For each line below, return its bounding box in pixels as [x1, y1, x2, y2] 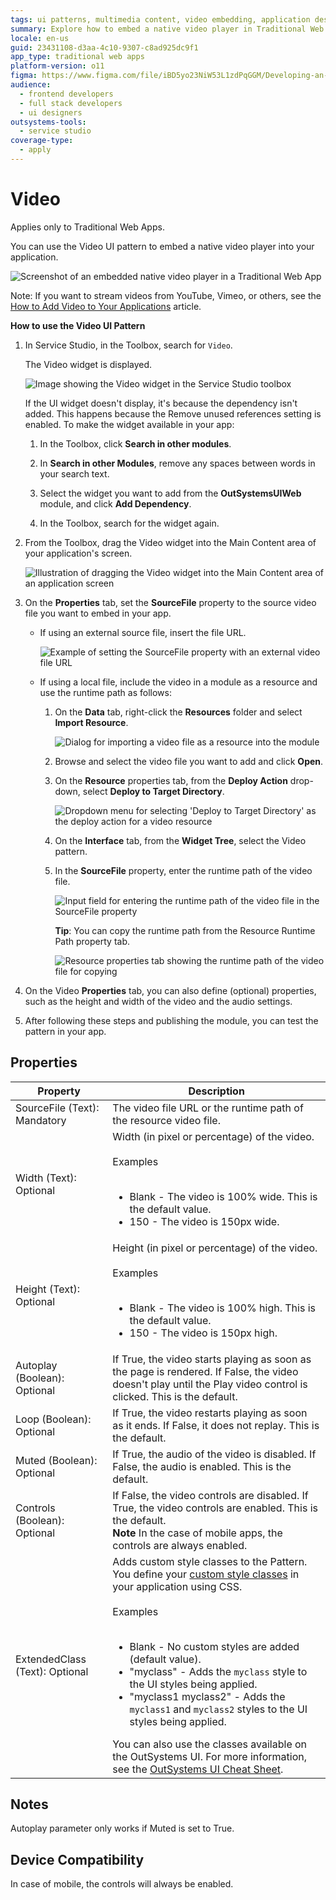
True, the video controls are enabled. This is [112, 1501, 318, 1515]
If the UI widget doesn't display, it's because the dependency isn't [24, 397, 298, 409]
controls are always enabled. [112, 1538, 248, 1552]
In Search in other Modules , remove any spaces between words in [39, 457, 316, 469]
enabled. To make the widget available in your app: [24, 418, 235, 430]
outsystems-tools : [10, 117, 87, 127]
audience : [10, 80, 52, 90]
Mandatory [15, 1113, 67, 1127]
